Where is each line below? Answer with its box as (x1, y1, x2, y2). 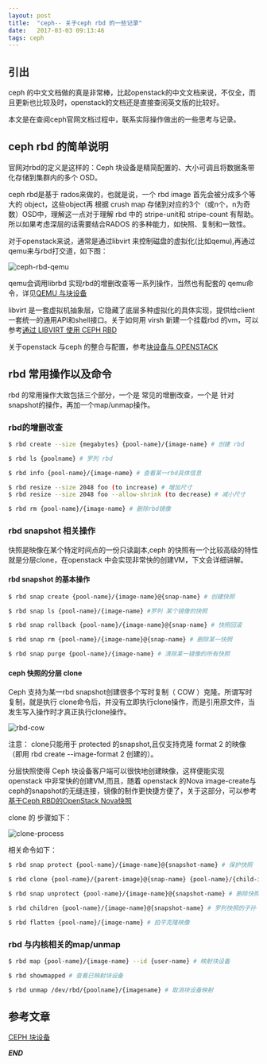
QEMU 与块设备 (36, 288, 87, 298)
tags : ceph (8, 33, 44, 42)
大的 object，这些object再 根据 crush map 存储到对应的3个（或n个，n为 (8, 199, 244, 209)
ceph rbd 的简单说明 (8, 140, 109, 153)
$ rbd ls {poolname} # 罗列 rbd (8, 455, 113, 462)
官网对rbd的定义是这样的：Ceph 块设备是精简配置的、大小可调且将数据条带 (8, 162, 255, 172)
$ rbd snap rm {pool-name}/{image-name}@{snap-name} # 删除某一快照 (8, 636, 233, 644)
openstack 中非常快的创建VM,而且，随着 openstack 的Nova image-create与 (8, 776, 257, 786)
